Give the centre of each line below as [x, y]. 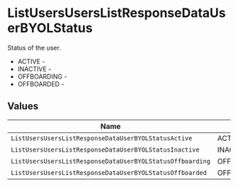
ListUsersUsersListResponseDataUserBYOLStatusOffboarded [109, 172]
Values [23, 107]
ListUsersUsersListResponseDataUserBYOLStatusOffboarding [111, 161]
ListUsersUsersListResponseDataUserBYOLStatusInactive [105, 149]
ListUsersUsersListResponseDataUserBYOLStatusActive [102, 138]
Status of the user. [34, 47]
